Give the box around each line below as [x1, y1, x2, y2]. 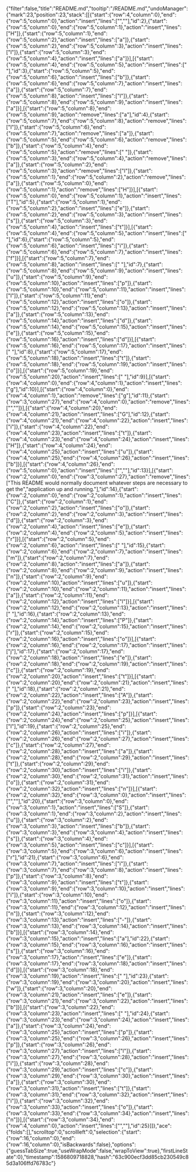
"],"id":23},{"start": [123, 972, 169, 979]
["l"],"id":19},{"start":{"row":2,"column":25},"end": [6, 723, 127, 730]
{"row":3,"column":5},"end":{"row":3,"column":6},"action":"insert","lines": [6, 848, 183, 854]
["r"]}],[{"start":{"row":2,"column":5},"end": [6, 536, 111, 542]
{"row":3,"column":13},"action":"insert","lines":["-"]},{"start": [6, 916, 152, 923]
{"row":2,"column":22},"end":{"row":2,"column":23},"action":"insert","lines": [6, 698, 190, 704]
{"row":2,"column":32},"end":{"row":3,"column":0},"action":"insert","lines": [6, 791, 186, 798]
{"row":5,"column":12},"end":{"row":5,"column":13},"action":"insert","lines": [6, 305, 187, 311]
